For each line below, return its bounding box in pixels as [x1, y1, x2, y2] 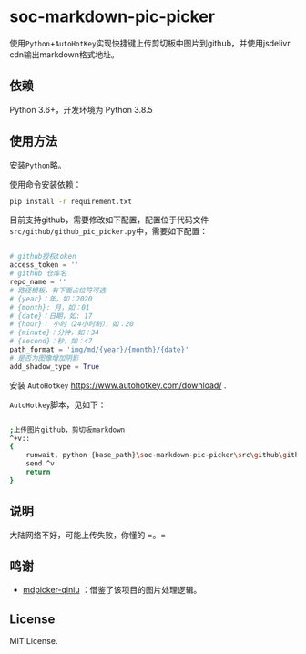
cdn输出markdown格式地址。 [9, 48, 120, 60]
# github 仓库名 [9, 269, 67, 279]
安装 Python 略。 [9, 159, 66, 170]
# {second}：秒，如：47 [9, 337, 93, 346]
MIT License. [9, 636, 58, 647]
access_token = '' [9, 261, 79, 270]
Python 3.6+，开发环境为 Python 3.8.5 [9, 104, 153, 115]
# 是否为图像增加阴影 [9, 353, 79, 363]
